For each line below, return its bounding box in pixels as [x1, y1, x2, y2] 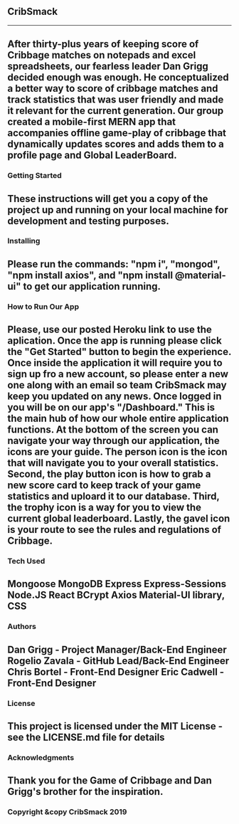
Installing [7, 236, 41, 246]
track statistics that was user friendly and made [7, 94, 224, 106]
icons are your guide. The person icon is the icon [7, 446, 228, 458]
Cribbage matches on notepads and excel [7, 49, 196, 61]
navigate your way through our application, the [7, 435, 221, 447]
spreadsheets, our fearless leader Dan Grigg [7, 60, 208, 73]
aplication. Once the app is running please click [7, 334, 222, 347]
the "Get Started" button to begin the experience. [7, 346, 232, 358]
